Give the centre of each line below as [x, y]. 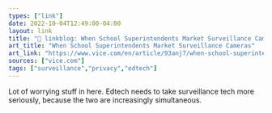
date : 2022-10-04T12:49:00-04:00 [65, 23]
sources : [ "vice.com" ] [47, 61]
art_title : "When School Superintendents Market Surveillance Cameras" [132, 46]
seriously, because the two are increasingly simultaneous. [105, 100]
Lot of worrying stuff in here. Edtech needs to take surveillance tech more [132, 91]
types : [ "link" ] [36, 16]
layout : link [30, 31]
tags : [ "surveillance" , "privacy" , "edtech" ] [83, 69]
